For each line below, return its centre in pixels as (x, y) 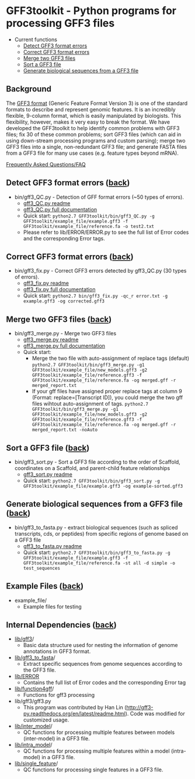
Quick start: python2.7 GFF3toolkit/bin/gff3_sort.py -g (92, 481)
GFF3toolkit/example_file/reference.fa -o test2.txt (89, 226)
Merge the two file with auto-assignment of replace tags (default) (111, 358)
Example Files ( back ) (45, 586)
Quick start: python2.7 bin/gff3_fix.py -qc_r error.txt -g (95, 296)
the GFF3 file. (40, 670)
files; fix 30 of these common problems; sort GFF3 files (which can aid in (94, 134)
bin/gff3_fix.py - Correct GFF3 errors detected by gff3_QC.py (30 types (100, 271)
